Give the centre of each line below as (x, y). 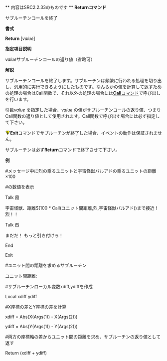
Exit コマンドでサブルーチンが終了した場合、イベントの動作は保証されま (84, 133)
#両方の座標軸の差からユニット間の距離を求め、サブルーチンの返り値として (83, 337)
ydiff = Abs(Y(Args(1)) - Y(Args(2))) (42, 326)
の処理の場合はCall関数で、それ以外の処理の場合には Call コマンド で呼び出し (83, 93)
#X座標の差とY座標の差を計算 (36, 307)
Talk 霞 (12, 197)
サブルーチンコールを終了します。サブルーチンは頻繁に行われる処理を (77, 81)
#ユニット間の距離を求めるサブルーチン (46, 265)
